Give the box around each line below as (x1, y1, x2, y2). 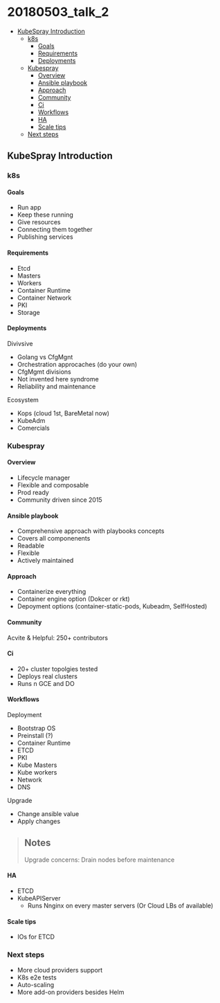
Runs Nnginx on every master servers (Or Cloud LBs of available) (27, 901, 214, 910)
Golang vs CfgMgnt (17, 352, 73, 361)
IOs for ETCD (17, 932, 55, 941)
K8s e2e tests (17, 973, 57, 982)
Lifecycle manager (17, 473, 71, 482)
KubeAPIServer (17, 894, 61, 903)
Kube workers (17, 768, 57, 776)
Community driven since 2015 (17, 496, 102, 504)
